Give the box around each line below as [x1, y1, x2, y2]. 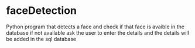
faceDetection [6, 4, 77, 17]
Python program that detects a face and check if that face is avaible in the [6, 23, 184, 30]
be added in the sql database [6, 35, 77, 42]
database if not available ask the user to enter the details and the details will [6, 29, 189, 36]
